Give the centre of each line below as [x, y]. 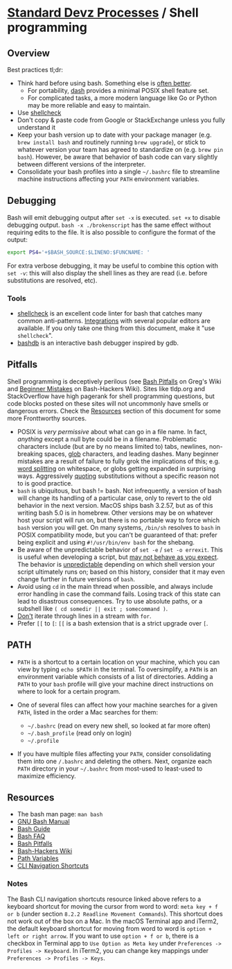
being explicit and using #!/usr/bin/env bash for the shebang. [106, 542]
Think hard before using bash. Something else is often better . [105, 83]
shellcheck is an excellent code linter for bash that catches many [110, 313]
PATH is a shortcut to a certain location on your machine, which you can [118, 662]
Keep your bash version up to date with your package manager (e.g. [114, 135]
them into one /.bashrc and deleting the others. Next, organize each [115, 761]
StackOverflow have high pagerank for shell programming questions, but [111, 396]
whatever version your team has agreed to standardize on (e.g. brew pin [120, 149]
